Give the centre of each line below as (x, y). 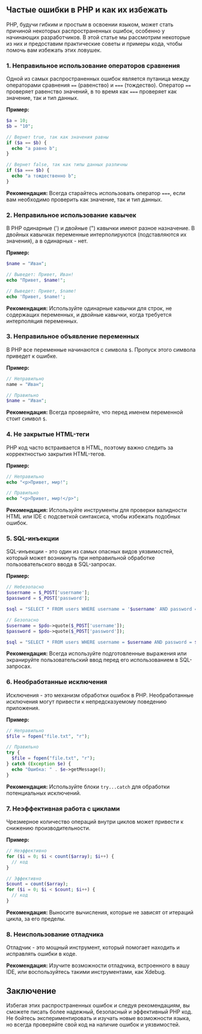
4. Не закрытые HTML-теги (48, 434)
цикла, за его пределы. (36, 918)
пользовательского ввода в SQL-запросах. (61, 564)
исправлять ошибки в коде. (41, 954)
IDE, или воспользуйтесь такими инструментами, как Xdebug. (86, 972)
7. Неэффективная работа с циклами (63, 808)
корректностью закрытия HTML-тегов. (56, 453)
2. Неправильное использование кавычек (71, 215)
